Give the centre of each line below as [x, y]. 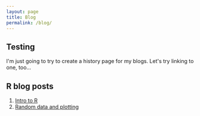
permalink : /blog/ [29, 23]
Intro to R [26, 101]
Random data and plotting [47, 107]
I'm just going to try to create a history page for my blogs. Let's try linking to [100, 61]
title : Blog [21, 17]
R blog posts [30, 86]
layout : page [22, 12]
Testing [21, 47]
